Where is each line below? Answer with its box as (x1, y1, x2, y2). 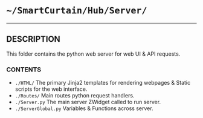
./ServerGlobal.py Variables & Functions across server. (14, 105, 153, 112)
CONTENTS (6, 65, 42, 74)
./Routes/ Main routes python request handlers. (14, 92, 135, 99)
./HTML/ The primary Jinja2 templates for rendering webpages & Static (14, 79, 191, 87)
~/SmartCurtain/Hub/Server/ (6, 5, 147, 16)
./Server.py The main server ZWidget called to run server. (14, 99, 161, 106)
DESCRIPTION (6, 34, 60, 44)
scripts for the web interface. (14, 85, 88, 93)
